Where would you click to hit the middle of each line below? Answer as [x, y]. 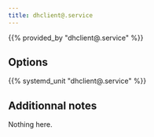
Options [28, 62]
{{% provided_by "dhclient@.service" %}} [76, 38]
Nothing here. [30, 124]
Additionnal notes [53, 105]
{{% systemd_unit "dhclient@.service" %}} [77, 81]
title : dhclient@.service [50, 15]
